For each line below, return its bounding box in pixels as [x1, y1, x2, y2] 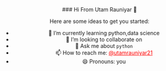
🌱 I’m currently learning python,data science [48, 30, 160, 36]
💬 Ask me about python [75, 42, 133, 49]
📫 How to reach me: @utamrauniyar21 [55, 49, 153, 56]
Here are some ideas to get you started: [49, 18, 150, 25]
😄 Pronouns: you [82, 58, 126, 65]
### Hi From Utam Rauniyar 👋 [62, 6, 137, 13]
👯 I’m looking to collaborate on [66, 36, 142, 43]
